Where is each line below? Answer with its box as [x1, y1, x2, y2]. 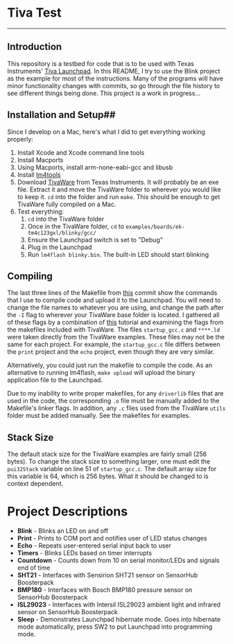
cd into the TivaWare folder [27, 214, 105, 223]
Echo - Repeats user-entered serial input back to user [17, 541, 171, 550]
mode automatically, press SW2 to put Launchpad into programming [17, 622, 213, 631]
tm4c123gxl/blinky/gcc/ [27, 229, 97, 237]
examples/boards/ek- [126, 223, 185, 230]
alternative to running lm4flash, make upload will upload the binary [7, 368, 196, 377]
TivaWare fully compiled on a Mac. [17, 200, 116, 208]
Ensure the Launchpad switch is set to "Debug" [27, 235, 163, 244]
